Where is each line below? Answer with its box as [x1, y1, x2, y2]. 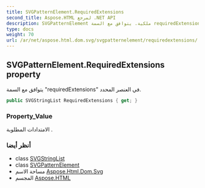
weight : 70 [6, 32, 34, 38]
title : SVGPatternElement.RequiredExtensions [6, 9, 124, 15]
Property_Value [6, 112, 53, 120]
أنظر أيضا [6, 141, 31, 150]
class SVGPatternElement [15, 161, 80, 168]
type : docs [6, 26, 34, 32]
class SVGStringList [15, 155, 65, 162]
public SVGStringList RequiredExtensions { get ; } [6, 97, 138, 104]
